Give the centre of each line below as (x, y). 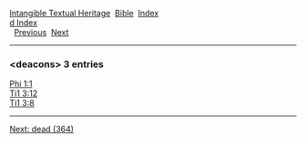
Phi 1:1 (21, 84)
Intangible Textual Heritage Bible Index (84, 13)
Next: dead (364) (42, 129)
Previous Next (41, 32)
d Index (24, 23)
